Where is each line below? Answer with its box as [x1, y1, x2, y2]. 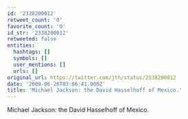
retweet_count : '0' [7, 17, 63, 23]
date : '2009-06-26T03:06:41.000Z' [7, 80, 106, 87]
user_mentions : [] [13, 61, 67, 68]
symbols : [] [13, 55, 48, 62]
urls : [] [13, 67, 38, 74]
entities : [7, 42, 36, 49]
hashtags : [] [13, 49, 51, 56]
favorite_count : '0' [7, 23, 67, 30]
